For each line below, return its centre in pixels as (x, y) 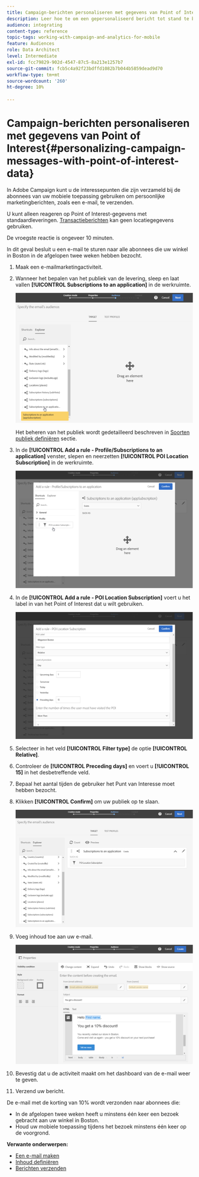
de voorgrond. (32, 1133)
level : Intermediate (32, 56)
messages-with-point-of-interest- (93, 161)
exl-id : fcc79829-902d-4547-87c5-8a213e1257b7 (65, 62)
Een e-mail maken (37, 1155)
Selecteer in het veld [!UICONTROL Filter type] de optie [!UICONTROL (101, 748)
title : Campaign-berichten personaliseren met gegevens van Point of (94, 12)
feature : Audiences (31, 44)
